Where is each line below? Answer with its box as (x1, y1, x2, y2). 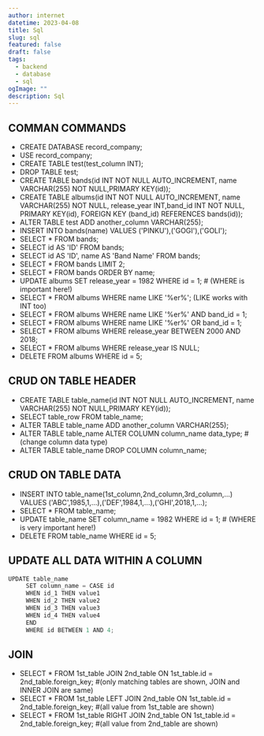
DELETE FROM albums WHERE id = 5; (19, 351, 143, 361)
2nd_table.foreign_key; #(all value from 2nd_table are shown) (19, 719, 218, 729)
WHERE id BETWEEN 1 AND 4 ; (25, 626, 114, 634)
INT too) (19, 301, 47, 311)
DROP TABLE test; (19, 167, 79, 177)
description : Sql (8, 92, 65, 100)
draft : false (8, 48, 51, 56)
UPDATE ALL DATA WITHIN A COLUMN (8, 554, 203, 567)
